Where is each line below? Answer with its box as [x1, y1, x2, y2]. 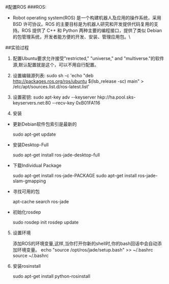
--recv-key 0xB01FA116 [51, 100, 100, 106]
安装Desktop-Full [12, 142, 49, 148]
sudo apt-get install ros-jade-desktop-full [12, 152, 100, 158]
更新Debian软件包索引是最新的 [12, 121, 77, 127]
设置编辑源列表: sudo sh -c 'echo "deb [12, 73, 94, 78]
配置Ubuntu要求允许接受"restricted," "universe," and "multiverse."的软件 [12, 55, 164, 61]
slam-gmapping [12, 178, 46, 184]
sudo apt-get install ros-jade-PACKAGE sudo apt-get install [12, 173, 137, 178]
